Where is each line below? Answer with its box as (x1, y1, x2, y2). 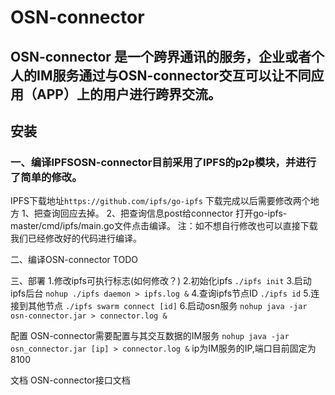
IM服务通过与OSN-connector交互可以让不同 (36, 67, 312, 84)
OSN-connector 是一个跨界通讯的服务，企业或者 (10, 48, 312, 65)
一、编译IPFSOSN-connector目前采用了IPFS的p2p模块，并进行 (10, 155, 317, 169)
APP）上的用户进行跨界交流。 (36, 86, 222, 103)
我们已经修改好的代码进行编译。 (10, 232, 142, 245)
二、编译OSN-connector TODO (10, 254, 138, 266)
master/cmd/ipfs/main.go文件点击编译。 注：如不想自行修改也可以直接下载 (10, 220, 318, 232)
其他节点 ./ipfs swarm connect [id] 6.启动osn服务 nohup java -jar (27, 300, 308, 312)
